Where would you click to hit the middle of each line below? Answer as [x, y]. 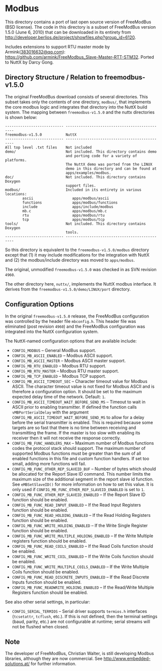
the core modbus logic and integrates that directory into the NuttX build [76, 107]
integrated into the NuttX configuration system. [52, 331]
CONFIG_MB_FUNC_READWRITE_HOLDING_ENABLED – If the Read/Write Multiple [83, 587]
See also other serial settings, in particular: [48, 602]
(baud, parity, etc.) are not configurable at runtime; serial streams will [81, 622]
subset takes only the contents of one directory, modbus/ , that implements [78, 102]
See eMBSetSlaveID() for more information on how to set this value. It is [83, 484]
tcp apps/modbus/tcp [64, 219]
